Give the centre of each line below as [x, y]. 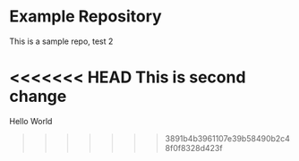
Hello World [31, 121]
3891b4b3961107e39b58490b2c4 [228, 138]
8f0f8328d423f [194, 148]
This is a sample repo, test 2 [61, 41]
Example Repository [86, 17]
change [38, 97]
